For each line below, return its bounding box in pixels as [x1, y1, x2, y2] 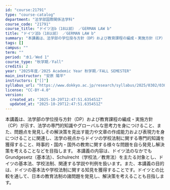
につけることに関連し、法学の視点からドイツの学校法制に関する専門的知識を [5, 135, 165, 141]
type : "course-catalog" [5, 12, 56, 17]
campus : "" [5, 45, 28, 50]
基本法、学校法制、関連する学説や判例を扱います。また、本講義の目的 [18, 161, 164, 167]
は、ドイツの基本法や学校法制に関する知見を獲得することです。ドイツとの [5, 167, 160, 173]
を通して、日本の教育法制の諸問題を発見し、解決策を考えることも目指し [9, 173, 160, 179]
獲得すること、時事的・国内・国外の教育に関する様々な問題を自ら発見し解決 [5, 141, 165, 147]
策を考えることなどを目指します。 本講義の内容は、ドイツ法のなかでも [5, 148, 152, 154]
